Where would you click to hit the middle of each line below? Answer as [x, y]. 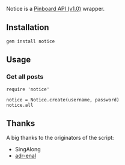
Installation [28, 27]
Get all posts [25, 77]
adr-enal [26, 156]
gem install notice [31, 41]
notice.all [20, 105]
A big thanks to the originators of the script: [60, 138]
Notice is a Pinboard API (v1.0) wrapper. [56, 9]
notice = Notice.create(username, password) [63, 100]
